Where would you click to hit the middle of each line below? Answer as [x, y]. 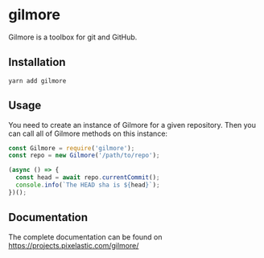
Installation [37, 62]
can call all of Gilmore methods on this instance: [88, 133]
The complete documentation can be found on [85, 237]
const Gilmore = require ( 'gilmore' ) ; [72, 148]
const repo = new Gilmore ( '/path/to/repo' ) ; [84, 156]
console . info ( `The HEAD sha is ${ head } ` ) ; [88, 185]
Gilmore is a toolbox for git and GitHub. [73, 37]
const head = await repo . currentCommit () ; [88, 178]
